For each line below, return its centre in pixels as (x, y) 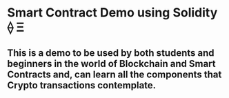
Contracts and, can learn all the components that (114, 74)
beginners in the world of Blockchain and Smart (111, 63)
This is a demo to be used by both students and (111, 53)
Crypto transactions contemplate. (82, 85)
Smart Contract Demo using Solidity (112, 13)
